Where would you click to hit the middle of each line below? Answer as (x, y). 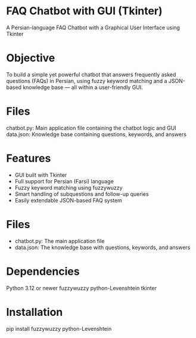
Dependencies (43, 271)
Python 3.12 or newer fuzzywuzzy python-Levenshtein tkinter (81, 288)
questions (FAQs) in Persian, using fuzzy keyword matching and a (87, 81)
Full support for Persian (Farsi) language (64, 181)
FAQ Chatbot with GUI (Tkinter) (84, 11)
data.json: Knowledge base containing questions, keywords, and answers (96, 134)
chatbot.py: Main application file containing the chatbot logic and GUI (91, 128)
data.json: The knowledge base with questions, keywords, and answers (102, 247)
